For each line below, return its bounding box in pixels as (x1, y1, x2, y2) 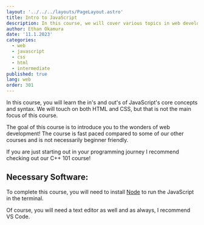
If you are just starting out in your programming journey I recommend (6, 148, 179, 155)
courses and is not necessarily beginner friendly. (6, 136, 129, 143)
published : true (6, 71, 47, 77)
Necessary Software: (6, 172, 89, 183)
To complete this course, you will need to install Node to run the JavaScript (6, 188, 194, 195)
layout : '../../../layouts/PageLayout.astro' (6, 8, 123, 15)
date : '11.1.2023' (6, 32, 53, 38)
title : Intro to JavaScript (6, 15, 78, 21)
